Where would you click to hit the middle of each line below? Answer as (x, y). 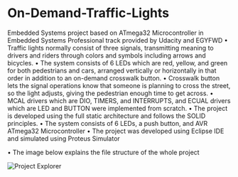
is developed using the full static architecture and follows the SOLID (107, 116)
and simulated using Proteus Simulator (64, 138)
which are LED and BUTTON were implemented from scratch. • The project (118, 108)
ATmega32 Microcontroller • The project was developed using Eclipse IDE (116, 131)
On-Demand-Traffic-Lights (88, 13)
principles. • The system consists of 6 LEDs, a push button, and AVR (108, 123)
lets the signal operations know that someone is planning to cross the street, (119, 85)
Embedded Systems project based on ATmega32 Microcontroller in (106, 33)
